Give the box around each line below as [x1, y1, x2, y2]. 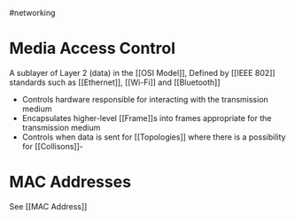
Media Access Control [9, 39, 175, 58]
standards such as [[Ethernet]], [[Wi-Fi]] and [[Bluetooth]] [9, 77, 221, 87]
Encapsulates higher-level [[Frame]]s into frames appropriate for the [21, 112, 272, 123]
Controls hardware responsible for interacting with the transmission [21, 94, 268, 104]
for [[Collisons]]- [21, 140, 84, 151]
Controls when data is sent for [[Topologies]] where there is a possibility [21, 132, 286, 142]
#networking [9, 8, 56, 18]
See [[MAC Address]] [9, 201, 88, 211]
